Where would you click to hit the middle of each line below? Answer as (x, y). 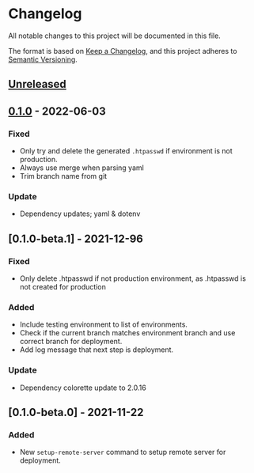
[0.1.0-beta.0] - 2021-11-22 (76, 412)
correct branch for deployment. (71, 342)
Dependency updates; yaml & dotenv (80, 214)
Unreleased (38, 84)
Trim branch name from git (63, 176)
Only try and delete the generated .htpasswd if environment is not (126, 151)
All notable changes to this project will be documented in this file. (115, 36)
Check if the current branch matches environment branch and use (127, 333)
